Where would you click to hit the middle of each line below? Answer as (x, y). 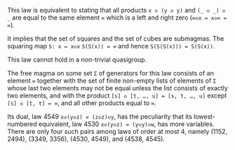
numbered (22, 124)
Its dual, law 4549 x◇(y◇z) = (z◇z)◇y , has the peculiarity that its (100, 116)
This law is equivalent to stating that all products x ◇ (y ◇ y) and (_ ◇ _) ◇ (116, 10)
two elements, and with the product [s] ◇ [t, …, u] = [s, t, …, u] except (117, 95)
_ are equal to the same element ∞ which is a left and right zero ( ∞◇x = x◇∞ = (117, 18)
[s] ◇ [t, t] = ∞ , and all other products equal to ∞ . (82, 103)
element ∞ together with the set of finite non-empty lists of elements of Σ (112, 81)
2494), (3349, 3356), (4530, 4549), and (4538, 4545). (86, 139)
